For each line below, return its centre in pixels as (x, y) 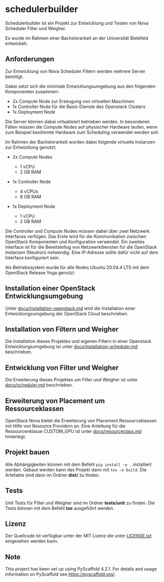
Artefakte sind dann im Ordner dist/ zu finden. (53, 475)
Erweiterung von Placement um (55, 401)
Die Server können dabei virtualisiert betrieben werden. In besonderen (78, 122)
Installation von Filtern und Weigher (62, 329)
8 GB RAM (30, 197)
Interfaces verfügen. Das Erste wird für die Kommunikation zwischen (76, 236)
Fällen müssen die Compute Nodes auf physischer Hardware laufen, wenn (82, 127)
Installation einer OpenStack (50, 288)
